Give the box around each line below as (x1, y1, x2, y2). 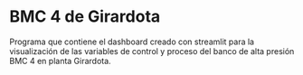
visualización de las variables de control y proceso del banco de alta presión (9, 45, 295, 56)
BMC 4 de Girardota (9, 6, 161, 27)
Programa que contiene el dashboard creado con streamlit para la (9, 36, 255, 47)
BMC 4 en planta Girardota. (9, 55, 111, 66)
